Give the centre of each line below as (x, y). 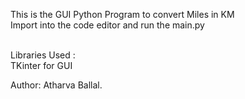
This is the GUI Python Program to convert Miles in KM (122, 14)
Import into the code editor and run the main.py (107, 25)
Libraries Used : (43, 55)
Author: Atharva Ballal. (56, 85)
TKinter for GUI (41, 65)
